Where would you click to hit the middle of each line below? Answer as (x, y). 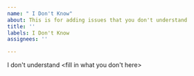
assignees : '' (28, 39)
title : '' (21, 26)
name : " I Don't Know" (40, 13)
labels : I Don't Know (38, 33)
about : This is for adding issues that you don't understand (97, 20)
